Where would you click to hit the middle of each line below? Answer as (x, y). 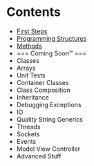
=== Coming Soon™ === (51, 53)
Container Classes (43, 82)
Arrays (26, 68)
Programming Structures (51, 38)
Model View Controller (48, 149)
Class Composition (43, 90)
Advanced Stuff (39, 156)
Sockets (28, 134)
